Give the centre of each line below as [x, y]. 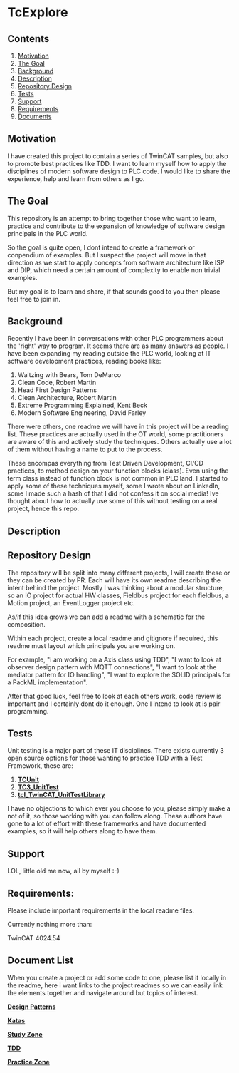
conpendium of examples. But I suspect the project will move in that [107, 255]
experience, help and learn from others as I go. [76, 178]
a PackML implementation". [47, 682]
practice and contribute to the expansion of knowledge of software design [116, 226]
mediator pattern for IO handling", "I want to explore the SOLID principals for [119, 674]
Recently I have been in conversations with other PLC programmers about [116, 339]
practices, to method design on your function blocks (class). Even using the [118, 471]
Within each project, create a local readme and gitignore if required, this [113, 638]
